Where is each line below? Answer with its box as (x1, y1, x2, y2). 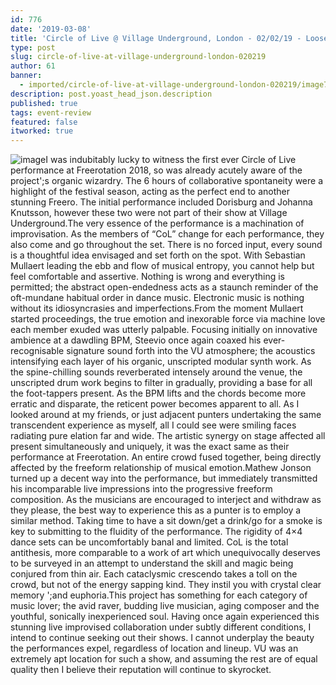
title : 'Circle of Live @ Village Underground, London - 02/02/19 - (10, 33, 302, 43)
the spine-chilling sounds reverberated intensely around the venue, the (10, 366, 303, 378)
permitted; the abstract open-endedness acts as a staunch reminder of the (10, 281, 319, 293)
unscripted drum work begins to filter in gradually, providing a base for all (10, 377, 313, 389)
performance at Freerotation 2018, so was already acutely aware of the (10, 164, 303, 176)
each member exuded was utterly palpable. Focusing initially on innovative (10, 324, 318, 336)
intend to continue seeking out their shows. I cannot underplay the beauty (10, 632, 315, 644)
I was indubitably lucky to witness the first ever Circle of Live (45, 154, 297, 166)
